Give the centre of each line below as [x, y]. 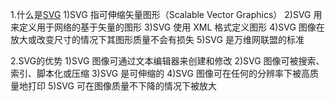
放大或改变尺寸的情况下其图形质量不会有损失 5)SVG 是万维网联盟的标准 [157, 39]
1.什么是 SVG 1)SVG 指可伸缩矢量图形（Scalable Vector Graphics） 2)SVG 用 [166, 14]
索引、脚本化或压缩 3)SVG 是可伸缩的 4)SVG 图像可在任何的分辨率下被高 [160, 73]
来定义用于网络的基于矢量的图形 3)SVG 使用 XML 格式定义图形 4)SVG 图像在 [167, 27]
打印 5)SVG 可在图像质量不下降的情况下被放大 [122, 86]
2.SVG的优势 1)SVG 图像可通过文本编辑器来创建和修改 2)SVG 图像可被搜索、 [167, 61]
